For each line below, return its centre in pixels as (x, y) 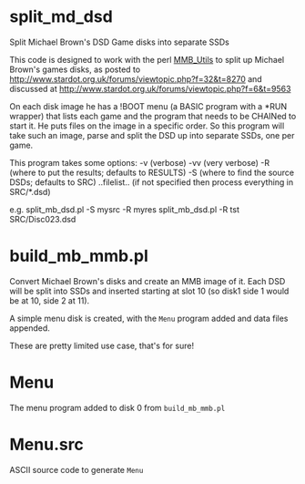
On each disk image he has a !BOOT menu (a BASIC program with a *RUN (148, 106)
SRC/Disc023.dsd (43, 219)
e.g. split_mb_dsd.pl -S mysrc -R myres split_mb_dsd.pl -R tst (124, 209)
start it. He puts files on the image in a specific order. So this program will (147, 126)
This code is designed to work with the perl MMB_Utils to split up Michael (147, 59)
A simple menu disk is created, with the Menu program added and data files (149, 318)
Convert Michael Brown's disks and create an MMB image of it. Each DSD (147, 281)
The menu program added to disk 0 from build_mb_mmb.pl (117, 407)
